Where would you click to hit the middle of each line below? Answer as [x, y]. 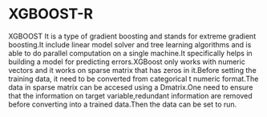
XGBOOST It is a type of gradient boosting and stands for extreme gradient [132, 36]
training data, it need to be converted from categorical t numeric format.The [133, 79]
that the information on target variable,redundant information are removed [130, 95]
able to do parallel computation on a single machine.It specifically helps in [130, 53]
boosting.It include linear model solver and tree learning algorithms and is [130, 44]
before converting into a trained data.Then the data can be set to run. [123, 104]
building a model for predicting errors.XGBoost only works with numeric [127, 62]
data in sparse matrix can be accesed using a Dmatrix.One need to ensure [131, 87]
